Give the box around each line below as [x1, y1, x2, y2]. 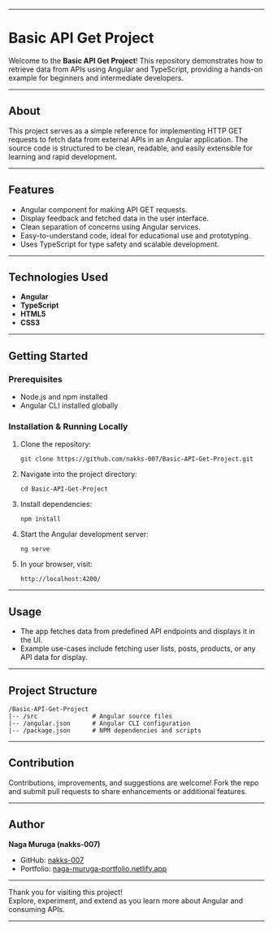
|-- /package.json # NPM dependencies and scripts [8, 726, 201, 735]
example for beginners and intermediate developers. [8, 72, 184, 82]
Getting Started [8, 349, 89, 363]
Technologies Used [8, 270, 108, 284]
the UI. [19, 635, 43, 645]
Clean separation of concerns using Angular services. [19, 221, 201, 232]
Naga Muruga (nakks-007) [8, 839, 101, 849]
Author [8, 818, 45, 832]
